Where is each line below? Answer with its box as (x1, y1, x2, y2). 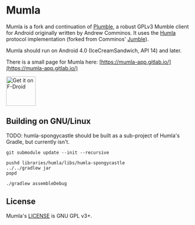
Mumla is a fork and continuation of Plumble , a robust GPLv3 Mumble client (6, 23, 189, 30)
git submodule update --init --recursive (6, 150, 110, 155)
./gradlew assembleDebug (6, 180, 67, 186)
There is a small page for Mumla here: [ (6, 58, 102, 65)
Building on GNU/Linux (6, 116, 91, 127)
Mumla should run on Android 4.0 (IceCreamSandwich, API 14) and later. (6, 47, 182, 54)
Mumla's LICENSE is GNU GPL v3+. (6, 212, 92, 219)
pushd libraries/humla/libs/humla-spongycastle (6, 160, 125, 166)
